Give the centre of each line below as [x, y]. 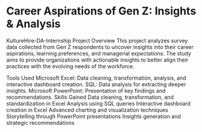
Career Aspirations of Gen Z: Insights [101, 11]
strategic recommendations [40, 122]
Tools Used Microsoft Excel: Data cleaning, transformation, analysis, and [96, 78]
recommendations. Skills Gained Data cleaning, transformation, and [90, 97]
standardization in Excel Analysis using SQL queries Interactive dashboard [99, 103]
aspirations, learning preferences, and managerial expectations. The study [99, 53]
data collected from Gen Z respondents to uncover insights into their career [100, 47]
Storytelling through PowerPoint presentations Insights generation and [93, 116]
